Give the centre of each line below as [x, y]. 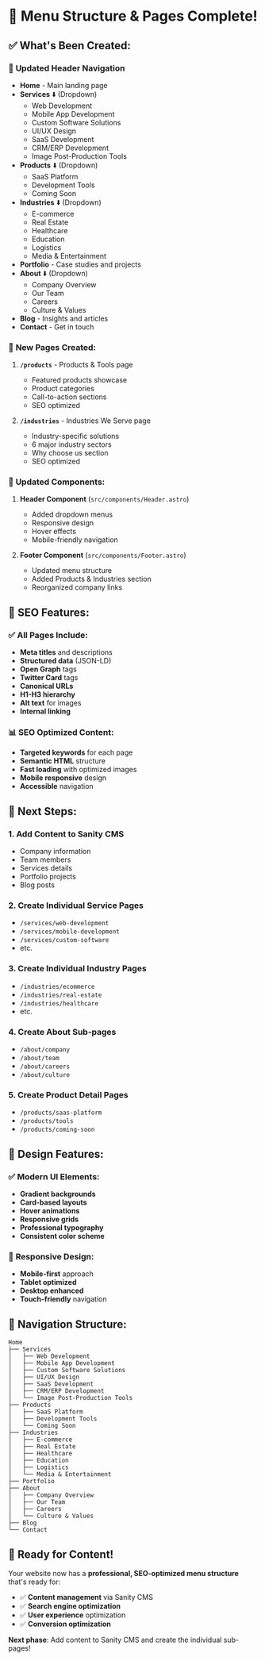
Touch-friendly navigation [63, 1299]
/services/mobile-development [70, 932]
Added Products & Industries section [92, 579]
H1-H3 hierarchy [47, 694]
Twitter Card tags [49, 678]
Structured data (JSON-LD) [65, 661]
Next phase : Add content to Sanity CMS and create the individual [115, 1640]
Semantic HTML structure [62, 761]
